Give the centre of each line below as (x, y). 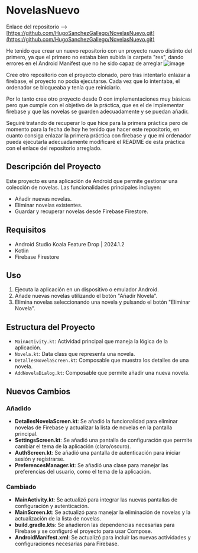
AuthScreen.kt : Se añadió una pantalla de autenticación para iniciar (98, 452)
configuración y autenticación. (52, 506)
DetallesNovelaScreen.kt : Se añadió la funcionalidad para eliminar (96, 421)
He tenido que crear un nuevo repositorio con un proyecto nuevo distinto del (99, 50)
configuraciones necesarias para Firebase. (67, 544)
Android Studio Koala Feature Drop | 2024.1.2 (70, 244)
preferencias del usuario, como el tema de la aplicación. (83, 471)
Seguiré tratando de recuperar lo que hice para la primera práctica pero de (97, 123)
